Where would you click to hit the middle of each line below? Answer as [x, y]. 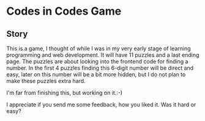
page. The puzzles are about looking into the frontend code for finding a [97, 61]
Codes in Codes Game [64, 11]
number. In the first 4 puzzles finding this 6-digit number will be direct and [100, 68]
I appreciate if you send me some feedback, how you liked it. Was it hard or [101, 105]
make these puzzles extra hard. [46, 81]
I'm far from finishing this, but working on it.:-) [65, 93]
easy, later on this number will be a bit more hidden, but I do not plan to [96, 74]
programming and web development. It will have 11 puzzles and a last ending [103, 55]
